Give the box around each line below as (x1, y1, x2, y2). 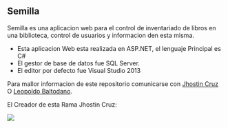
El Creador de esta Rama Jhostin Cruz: (7, 100, 117, 109)
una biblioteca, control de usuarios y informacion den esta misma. (7, 31, 195, 39)
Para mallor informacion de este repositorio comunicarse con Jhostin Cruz (7, 79, 219, 88)
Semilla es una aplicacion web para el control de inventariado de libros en (7, 23, 216, 32)
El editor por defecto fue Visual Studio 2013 (17, 66, 141, 74)
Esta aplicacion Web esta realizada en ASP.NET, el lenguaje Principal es (17, 44, 222, 52)
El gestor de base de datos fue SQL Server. (17, 58, 140, 67)
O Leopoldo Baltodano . (7, 87, 72, 95)
